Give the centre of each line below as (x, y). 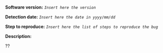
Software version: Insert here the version (50, 7)
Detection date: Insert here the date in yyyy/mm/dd (60, 17)
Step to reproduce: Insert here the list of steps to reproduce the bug (82, 26)
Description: (18, 36)
